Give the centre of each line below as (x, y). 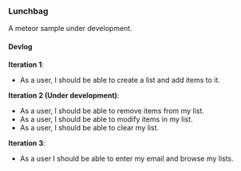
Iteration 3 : (27, 143)
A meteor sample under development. (71, 29)
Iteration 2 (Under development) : (64, 95)
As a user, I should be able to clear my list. (89, 127)
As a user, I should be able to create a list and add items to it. (120, 80)
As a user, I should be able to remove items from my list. (112, 111)
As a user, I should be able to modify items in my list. (106, 119)
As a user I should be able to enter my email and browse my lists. (126, 158)
